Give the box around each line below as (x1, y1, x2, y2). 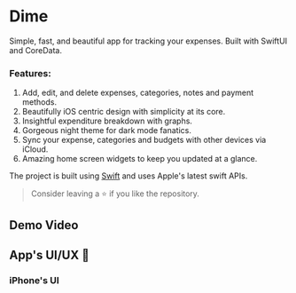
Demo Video (9, 218, 79, 233)
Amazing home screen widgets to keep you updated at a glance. (21, 154, 258, 164)
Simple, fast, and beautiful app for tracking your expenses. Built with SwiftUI (9, 36, 288, 46)
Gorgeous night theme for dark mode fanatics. (21, 125, 192, 136)
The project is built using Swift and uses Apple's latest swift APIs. (9, 170, 248, 181)
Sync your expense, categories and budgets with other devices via (21, 135, 267, 146)
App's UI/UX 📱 (9, 248, 90, 263)
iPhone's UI (9, 273, 59, 286)
